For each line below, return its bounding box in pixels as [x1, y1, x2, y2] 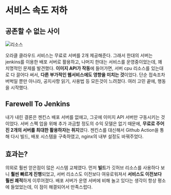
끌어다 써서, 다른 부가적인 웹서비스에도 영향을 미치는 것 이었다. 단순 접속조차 [16, 72, 165, 78]
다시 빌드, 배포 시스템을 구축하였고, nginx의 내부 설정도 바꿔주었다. [10, 133, 144, 139]
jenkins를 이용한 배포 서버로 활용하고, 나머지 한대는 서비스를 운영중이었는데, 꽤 [5, 59, 162, 65]
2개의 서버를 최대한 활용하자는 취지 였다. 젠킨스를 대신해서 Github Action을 [10, 127, 159, 133]
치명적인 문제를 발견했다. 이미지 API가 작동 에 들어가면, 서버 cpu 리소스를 [5, 65, 150, 71]
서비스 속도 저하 [5, 5, 68, 16]
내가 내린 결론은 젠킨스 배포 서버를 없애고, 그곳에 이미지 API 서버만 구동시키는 [5, 114, 160, 120]
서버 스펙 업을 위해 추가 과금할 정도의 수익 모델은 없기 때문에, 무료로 [20, 120, 155, 127]
